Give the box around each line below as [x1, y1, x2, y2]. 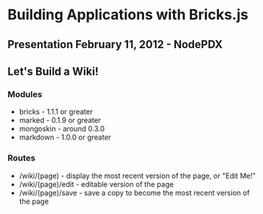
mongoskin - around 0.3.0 [18, 124, 106, 134]
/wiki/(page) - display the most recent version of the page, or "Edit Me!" [18, 171, 257, 180]
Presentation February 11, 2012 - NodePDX [7, 38, 223, 51]
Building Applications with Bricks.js [7, 6, 249, 24]
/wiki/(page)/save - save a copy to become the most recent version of [18, 188, 250, 197]
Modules [7, 88, 43, 99]
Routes [7, 152, 36, 164]
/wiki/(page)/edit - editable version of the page [18, 179, 174, 189]
